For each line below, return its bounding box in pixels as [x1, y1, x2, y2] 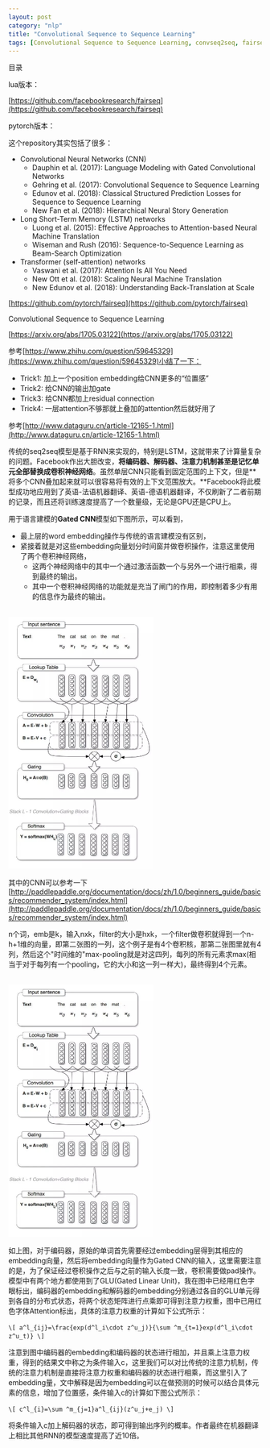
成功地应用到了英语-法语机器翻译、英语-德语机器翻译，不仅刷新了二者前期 [14, 487, 261, 497]
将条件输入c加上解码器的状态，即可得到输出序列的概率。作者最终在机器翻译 [8, 1421, 259, 1430]
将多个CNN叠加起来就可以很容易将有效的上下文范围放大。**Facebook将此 [8, 476, 255, 487]
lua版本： [8, 80, 40, 89]
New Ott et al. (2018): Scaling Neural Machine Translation [31, 274, 223, 284]
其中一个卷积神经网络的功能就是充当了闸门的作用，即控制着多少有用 [31, 581, 258, 592]
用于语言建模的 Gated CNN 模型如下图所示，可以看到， [8, 514, 187, 524]
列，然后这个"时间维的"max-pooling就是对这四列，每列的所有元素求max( [8, 950, 249, 959]
